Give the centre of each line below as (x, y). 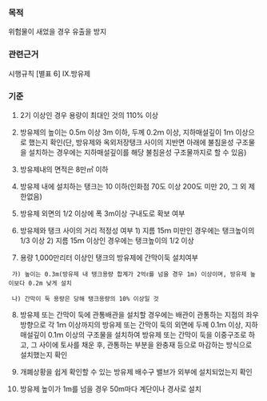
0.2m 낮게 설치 (50, 283)
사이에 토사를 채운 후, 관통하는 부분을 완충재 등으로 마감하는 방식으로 (145, 344)
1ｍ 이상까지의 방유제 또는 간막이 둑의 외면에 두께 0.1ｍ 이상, (150, 324)
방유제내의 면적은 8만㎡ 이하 (64, 169)
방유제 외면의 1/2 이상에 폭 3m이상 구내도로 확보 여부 (102, 213)
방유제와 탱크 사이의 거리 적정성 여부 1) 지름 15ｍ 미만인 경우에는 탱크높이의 (137, 230)
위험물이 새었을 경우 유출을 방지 (58, 32)
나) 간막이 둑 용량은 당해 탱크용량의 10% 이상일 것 (85, 298)
